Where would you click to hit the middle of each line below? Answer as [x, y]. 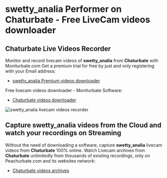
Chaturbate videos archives [41, 171]
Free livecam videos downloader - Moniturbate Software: [64, 90]
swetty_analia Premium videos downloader [56, 81]
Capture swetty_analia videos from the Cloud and [83, 125]
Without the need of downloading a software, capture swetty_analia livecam [84, 145]
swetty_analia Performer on [64, 9]
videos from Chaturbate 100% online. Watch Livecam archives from [75, 150]
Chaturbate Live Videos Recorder [58, 48]
